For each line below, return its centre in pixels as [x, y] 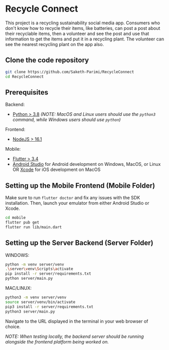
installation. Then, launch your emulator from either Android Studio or [77, 203]
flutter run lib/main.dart [34, 227]
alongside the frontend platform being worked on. [57, 341]
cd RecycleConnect [24, 76]
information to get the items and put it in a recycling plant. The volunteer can [85, 39]
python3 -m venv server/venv [36, 297]
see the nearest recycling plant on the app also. [55, 44]
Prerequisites [27, 92]
